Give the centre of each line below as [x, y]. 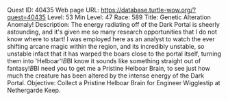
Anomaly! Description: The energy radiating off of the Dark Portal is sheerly [114, 24]
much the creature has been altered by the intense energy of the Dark [105, 76]
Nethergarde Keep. [34, 90]
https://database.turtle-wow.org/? [149, 10]
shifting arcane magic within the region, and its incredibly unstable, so [106, 46]
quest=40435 [27, 17]
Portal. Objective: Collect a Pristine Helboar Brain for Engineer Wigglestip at [114, 83]
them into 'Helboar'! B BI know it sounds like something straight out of [104, 61]
